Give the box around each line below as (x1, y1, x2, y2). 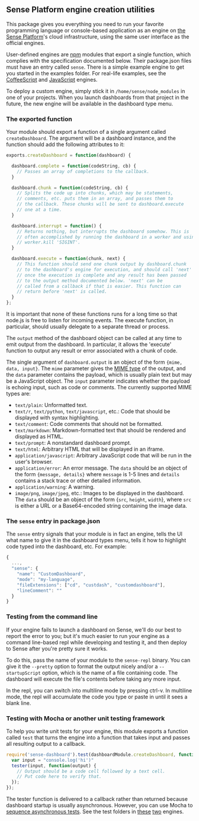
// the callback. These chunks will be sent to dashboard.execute (17, 201, 184, 207)
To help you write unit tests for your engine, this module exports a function (6, 727, 188, 735)
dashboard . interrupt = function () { (11, 223, 102, 229)
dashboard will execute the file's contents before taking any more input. (6, 675, 182, 682)
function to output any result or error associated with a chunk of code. (6, 347, 178, 354)
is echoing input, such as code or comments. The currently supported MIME (6, 384, 192, 391)
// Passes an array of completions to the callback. (17, 168, 150, 174)
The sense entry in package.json (6, 517, 101, 525)
